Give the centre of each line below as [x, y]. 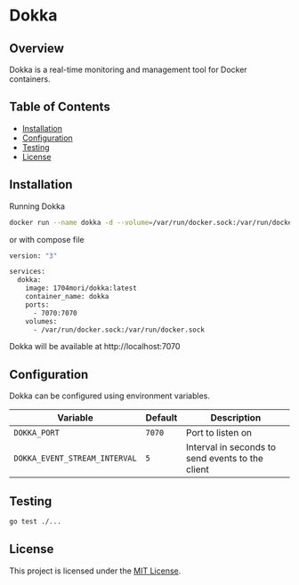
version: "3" [33, 256]
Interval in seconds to [231, 447]
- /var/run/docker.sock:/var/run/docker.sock [118, 330]
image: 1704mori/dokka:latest [81, 288]
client [197, 469]
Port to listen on [218, 433]
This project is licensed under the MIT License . [95, 571]
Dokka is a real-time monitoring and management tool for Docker [128, 69]
